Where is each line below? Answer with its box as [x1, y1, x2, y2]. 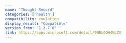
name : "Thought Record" [5, 7, 55, 12]
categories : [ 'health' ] [5, 12, 55, 17]
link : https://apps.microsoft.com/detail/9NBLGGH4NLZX [5, 30, 122, 35]
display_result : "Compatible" [5, 21, 68, 26]
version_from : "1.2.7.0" [5, 26, 57, 31]
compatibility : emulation [5, 16, 59, 21]
